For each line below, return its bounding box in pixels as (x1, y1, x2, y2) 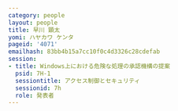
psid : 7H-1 (15, 70, 51, 77)
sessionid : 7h (15, 84, 61, 92)
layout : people (8, 19, 58, 27)
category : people (8, 11, 65, 20)
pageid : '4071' (8, 41, 58, 48)
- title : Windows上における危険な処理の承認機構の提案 (8, 63, 171, 70)
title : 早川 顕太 (8, 26, 61, 34)
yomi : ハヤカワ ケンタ (8, 33, 75, 41)
